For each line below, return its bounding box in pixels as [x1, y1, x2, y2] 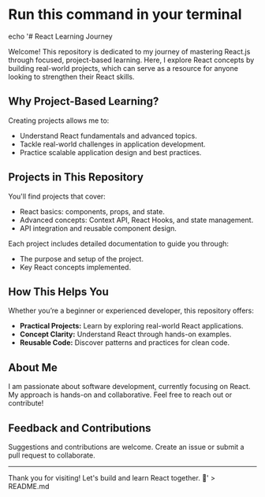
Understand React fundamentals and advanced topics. [19, 131, 197, 140]
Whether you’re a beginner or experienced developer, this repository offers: [8, 306, 254, 316]
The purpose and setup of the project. [19, 254, 144, 263]
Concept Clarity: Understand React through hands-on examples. [19, 329, 232, 339]
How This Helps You [8, 285, 109, 299]
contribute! [8, 399, 44, 408]
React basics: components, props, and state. [19, 206, 166, 216]
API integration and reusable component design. [19, 223, 177, 233]
